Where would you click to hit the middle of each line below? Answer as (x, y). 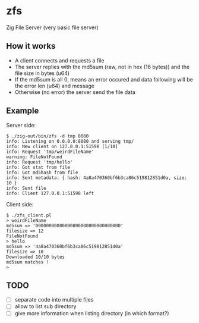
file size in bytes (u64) (42, 73)
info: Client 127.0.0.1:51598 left (50, 193)
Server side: (21, 125)
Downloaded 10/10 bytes (36, 257)
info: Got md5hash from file (42, 173)
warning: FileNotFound (34, 157)
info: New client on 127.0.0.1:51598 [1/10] (62, 146)
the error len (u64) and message (55, 86)
